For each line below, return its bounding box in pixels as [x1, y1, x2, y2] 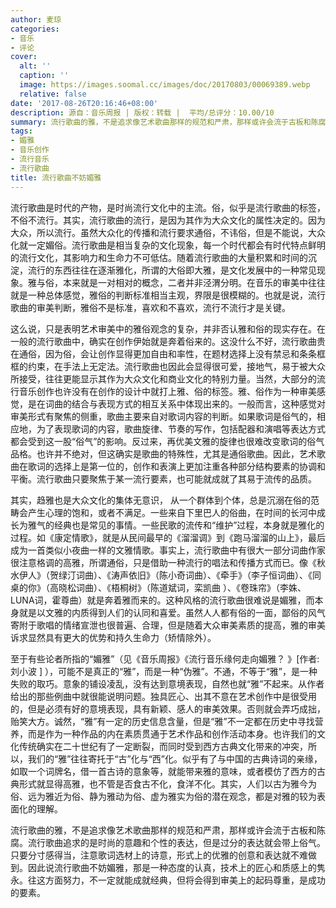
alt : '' [19, 61, 52, 71]
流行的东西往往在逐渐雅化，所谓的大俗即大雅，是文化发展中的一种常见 [27, 264, 317, 276]
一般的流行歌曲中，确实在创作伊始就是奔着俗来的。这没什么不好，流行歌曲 [10, 335, 317, 347]
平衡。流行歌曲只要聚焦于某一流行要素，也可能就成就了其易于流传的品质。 [10, 472, 317, 485]
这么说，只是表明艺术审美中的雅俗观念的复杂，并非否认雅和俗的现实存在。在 [10, 322, 326, 335]
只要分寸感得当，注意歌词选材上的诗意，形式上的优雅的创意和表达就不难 [10, 849, 308, 861]
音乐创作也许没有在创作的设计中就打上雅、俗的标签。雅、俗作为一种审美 [18, 385, 317, 397]
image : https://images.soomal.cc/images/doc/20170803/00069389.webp [19, 80, 311, 90]
